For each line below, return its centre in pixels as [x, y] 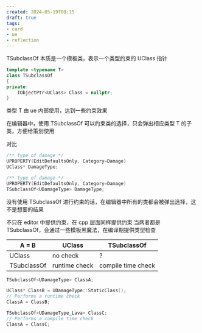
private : [17, 87]
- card [15, 29]
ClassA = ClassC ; [28, 324]
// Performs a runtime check [43, 296]
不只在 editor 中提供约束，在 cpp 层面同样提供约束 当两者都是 [84, 222]
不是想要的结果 [25, 209]
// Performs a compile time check [50, 318]
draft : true [21, 18]
